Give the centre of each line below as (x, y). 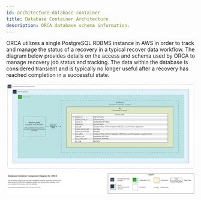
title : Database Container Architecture (58, 19)
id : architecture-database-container (53, 13)
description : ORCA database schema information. (68, 25)
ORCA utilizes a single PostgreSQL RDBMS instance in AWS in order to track (100, 43)
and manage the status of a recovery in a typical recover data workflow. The (100, 50)
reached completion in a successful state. (58, 75)
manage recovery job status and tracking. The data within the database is (97, 62)
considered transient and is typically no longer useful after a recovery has (97, 68)
